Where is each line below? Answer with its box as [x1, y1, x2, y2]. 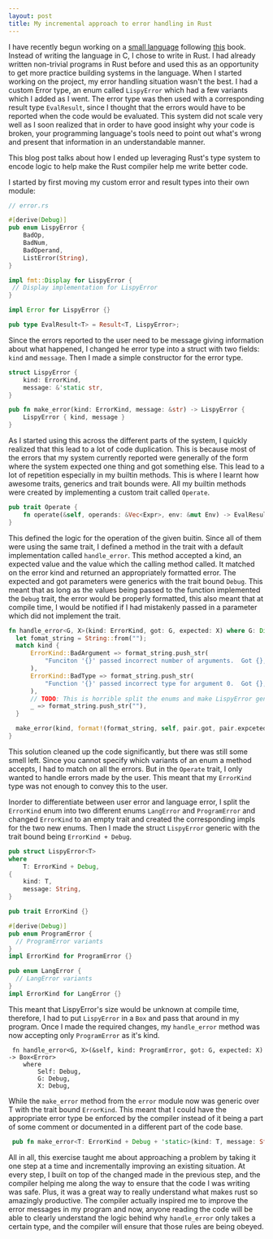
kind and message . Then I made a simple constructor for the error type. [8, 352, 244, 362]
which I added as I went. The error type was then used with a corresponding [8, 94, 265, 103]
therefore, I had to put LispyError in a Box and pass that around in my [8, 1013, 240, 1023]
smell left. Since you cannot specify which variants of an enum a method [8, 755, 252, 765]
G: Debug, [37, 1075, 71, 1083]
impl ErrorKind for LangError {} [8, 989, 122, 997]
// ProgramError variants [15, 937, 104, 945]
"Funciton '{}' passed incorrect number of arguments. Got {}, [44, 657, 267, 665]
